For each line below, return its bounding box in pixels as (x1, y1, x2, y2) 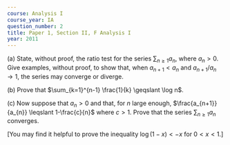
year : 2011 (7, 36, 39, 43)
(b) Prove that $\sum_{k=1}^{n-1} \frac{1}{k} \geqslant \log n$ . (7, 85, 184, 93)
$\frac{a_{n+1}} (173, 99, 218, 107)
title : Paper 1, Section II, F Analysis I (7, 29, 131, 36)
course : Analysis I (7, 10, 64, 17)
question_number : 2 (7, 23, 64, 30)
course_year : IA (7, 16, 54, 23)
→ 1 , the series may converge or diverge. (7, 72, 124, 80)
